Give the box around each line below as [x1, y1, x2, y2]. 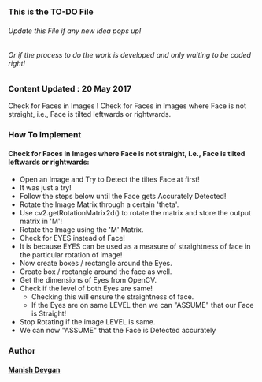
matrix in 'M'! [19, 216, 63, 227]
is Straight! [31, 309, 67, 318]
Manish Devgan [8, 365, 61, 374]
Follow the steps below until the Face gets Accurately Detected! [19, 192, 227, 201]
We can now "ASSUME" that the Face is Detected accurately [19, 326, 216, 335]
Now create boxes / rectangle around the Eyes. [19, 259, 173, 268]
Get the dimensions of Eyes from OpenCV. [19, 275, 157, 285]
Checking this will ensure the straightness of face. [31, 292, 194, 301]
